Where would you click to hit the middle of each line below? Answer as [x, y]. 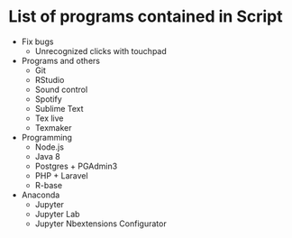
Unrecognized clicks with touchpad [101, 50]
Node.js [50, 147]
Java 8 [47, 156]
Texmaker [53, 127]
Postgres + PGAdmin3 [76, 166]
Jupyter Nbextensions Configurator [101, 224]
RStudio [50, 79]
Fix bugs [37, 41]
